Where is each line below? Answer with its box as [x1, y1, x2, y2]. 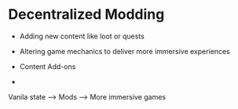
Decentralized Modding [8, 5, 165, 24]
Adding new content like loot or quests [19, 31, 145, 41]
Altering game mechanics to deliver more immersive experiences [19, 46, 230, 56]
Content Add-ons [19, 61, 76, 71]
